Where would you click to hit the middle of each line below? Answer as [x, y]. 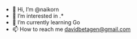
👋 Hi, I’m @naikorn [36, 9]
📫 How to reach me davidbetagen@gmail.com [71, 29]
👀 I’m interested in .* [38, 16]
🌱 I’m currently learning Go [46, 22]
